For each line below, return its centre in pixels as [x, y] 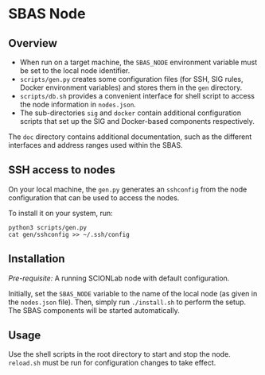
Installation [37, 259]
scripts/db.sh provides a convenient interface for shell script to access [137, 96]
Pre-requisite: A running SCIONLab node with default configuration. [119, 278]
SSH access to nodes [62, 170]
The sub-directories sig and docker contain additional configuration [131, 113]
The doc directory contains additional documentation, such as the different [130, 137]
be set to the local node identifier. [75, 71]
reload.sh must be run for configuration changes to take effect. [112, 363]
